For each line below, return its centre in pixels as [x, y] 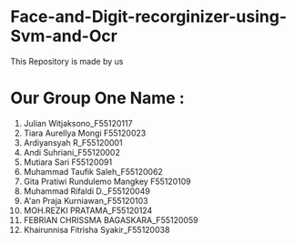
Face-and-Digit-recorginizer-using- [149, 17]
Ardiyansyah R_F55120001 [73, 142]
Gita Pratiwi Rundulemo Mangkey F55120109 [107, 181]
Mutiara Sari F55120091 [68, 162]
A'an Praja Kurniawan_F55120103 [86, 200]
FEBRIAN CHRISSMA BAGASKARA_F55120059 [111, 219]
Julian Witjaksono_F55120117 [78, 123]
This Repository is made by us [67, 61]
